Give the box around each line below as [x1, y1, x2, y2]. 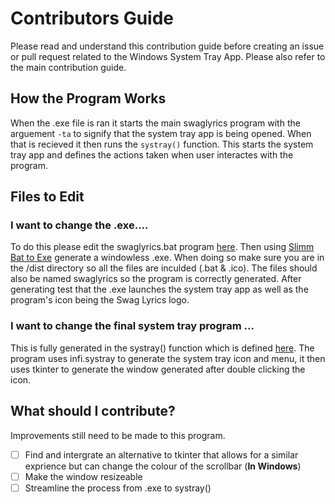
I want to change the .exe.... [10, 218, 149, 232]
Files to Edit [10, 188, 85, 206]
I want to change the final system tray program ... [10, 319, 255, 333]
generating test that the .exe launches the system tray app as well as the [10, 283, 309, 296]
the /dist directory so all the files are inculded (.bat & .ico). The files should [10, 262, 318, 274]
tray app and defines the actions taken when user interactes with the [10, 148, 294, 161]
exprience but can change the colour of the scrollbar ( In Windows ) [24, 460, 302, 472]
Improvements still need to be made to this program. [10, 429, 226, 441]
